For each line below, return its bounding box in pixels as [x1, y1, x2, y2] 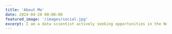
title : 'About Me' [5, 7, 45, 12]
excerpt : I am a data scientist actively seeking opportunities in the [5, 21, 161, 26]
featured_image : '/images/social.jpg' [5, 16, 88, 21]
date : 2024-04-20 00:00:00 [5, 12, 63, 17]
